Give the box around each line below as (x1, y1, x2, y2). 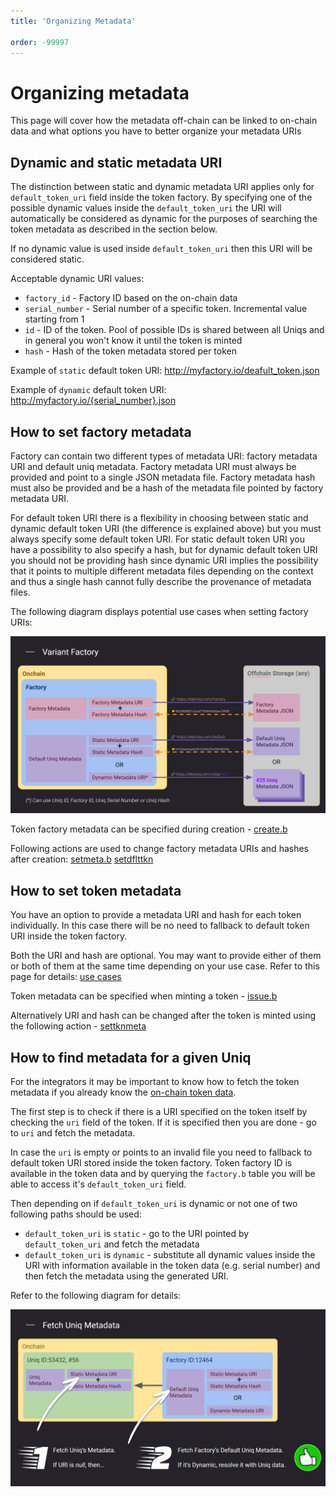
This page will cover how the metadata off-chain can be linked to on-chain (10, 115, 318, 127)
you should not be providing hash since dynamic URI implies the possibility (10, 554, 319, 566)
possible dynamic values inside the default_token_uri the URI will (10, 202, 282, 214)
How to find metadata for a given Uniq (10, 1049, 252, 1066)
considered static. (10, 253, 85, 265)
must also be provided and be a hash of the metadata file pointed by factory (10, 481, 324, 494)
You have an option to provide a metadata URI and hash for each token (10, 909, 302, 921)
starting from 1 (24, 313, 85, 325)
